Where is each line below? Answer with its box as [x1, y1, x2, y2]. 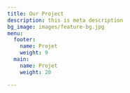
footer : [13, 36, 36, 43]
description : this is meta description [7, 17, 124, 24]
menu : [7, 29, 23, 37]
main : [13, 56, 30, 63]
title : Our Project [7, 10, 64, 17]
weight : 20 [20, 69, 52, 76]
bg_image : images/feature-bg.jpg [7, 23, 105, 30]
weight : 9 [20, 50, 49, 57]
